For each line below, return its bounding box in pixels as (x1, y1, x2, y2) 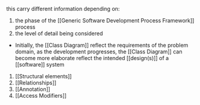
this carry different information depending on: (6, 5, 120, 12)
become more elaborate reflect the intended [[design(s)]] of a (15, 55, 169, 61)
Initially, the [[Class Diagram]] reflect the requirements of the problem (15, 42, 189, 49)
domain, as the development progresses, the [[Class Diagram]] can (15, 48, 182, 55)
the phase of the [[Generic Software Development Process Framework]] (15, 17, 195, 24)
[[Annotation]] (15, 86, 50, 93)
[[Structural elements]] (15, 73, 72, 80)
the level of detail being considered (15, 30, 103, 37)
